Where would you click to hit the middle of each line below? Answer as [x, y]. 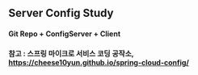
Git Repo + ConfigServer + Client [65, 33]
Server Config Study [61, 13]
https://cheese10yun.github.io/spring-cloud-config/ [99, 62]
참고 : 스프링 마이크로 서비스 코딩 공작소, [71, 53]
